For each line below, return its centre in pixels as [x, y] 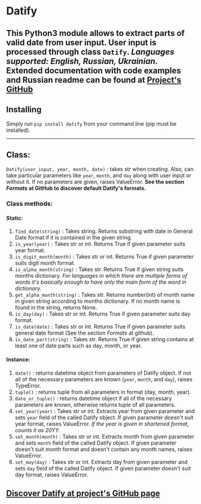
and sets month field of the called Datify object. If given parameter [95, 443]
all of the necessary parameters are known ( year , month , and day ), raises [103, 379]
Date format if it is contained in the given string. [74, 238]
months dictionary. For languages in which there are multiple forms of [101, 276]
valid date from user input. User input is [81, 42]
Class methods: [30, 204]
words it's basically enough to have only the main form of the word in [100, 282]
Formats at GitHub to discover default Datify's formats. [76, 188]
